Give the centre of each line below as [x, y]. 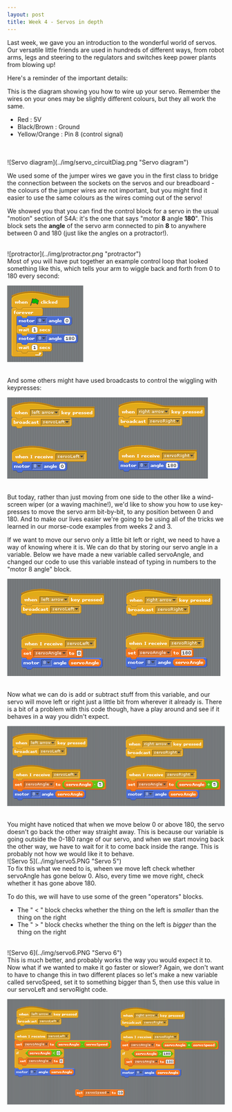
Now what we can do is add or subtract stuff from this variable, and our [109, 694]
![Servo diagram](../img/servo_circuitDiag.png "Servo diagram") [98, 162]
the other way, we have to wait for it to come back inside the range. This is [113, 846]
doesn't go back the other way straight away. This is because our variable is [116, 831]
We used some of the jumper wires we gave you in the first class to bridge [113, 176]
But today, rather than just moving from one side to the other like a [101, 497]
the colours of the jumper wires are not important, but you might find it [107, 190]
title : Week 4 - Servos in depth [55, 22]
